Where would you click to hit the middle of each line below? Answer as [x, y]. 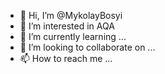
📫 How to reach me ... [66, 58]
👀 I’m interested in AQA [67, 26]
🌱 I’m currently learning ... [73, 36]
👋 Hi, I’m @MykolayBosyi [71, 15]
